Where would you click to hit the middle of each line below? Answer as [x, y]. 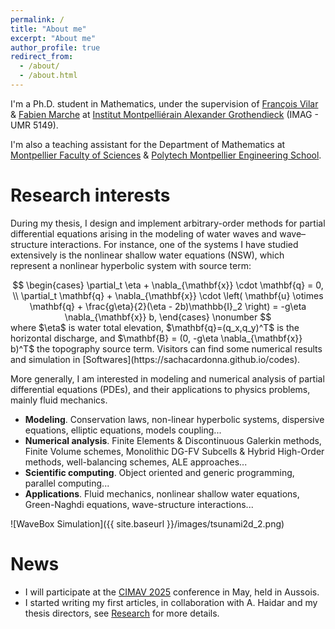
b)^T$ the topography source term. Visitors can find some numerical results [166, 348]
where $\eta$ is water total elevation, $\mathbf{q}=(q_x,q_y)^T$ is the [155, 327]
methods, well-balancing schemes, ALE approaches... [136, 462]
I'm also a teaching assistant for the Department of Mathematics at [148, 144]
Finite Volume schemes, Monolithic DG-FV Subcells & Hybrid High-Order [174, 451]
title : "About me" [48, 29]
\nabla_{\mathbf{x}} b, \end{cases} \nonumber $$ [168, 317]
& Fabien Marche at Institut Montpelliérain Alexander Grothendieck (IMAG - [164, 114]
